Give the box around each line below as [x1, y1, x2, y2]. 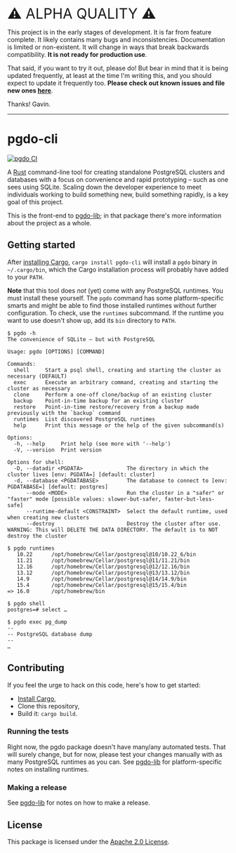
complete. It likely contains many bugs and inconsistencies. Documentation [7, 36, 225, 44]
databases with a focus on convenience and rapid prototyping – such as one [7, 175, 229, 183]
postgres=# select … [7, 606, 68, 613]
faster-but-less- [164, 496, 216, 503]
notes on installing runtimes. [7, 765, 89, 773]
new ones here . [7, 86, 53, 95]
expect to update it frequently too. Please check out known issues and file [7, 79, 225, 87]
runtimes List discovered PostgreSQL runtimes [13, 416, 156, 423]
